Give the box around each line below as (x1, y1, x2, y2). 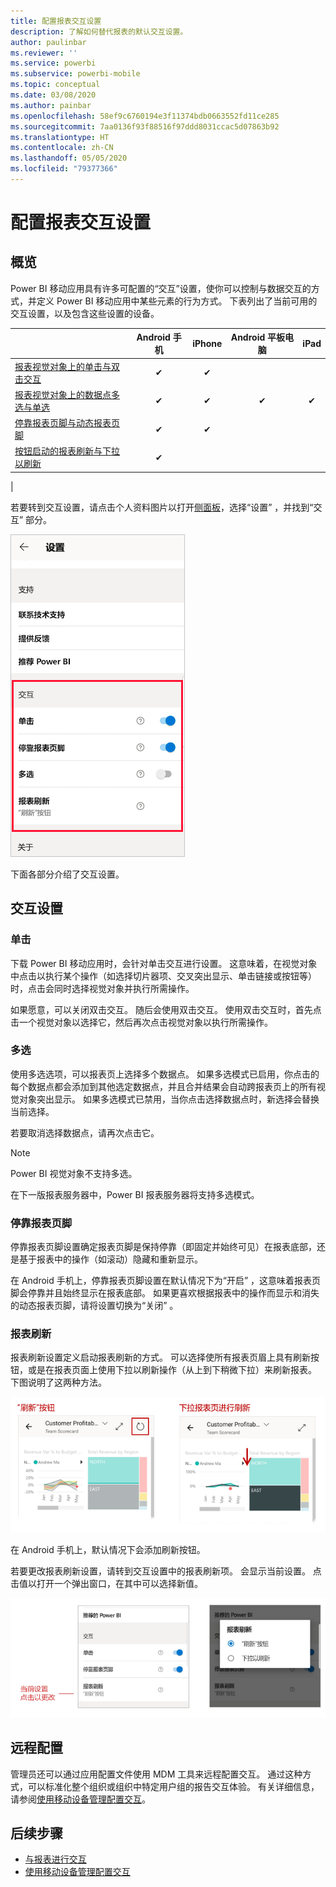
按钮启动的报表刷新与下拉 (14, 445, 120, 457)
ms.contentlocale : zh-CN (10, 143, 114, 153)
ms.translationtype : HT (10, 132, 110, 142)
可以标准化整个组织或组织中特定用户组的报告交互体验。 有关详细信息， (27, 1780, 320, 1792)
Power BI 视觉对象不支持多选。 (10, 1167, 138, 1179)
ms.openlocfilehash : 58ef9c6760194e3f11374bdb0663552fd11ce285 (10, 111, 280, 121)
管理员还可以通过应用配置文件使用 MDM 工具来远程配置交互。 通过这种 (10, 1768, 303, 1780)
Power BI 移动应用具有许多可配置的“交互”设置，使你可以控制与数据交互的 (10, 282, 312, 294)
